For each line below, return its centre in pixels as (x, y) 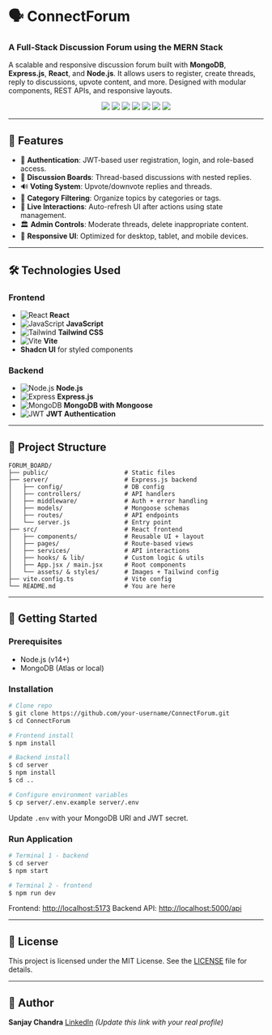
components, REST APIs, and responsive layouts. (90, 91)
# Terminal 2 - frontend (50, 885)
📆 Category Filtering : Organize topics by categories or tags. (120, 198)
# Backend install (39, 758)
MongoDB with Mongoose (108, 405)
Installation (31, 689)
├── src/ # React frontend (96, 530)
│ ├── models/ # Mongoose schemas (99, 508)
